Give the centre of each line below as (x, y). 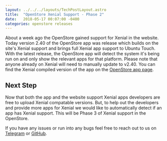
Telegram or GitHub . (26, 134)
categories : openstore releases (39, 24)
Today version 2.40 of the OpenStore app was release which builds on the (82, 43)
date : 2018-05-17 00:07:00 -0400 (42, 19)
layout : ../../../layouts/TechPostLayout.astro (56, 10)
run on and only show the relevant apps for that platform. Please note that (81, 59)
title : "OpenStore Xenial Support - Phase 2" (55, 14)
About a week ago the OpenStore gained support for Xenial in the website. (82, 38)
